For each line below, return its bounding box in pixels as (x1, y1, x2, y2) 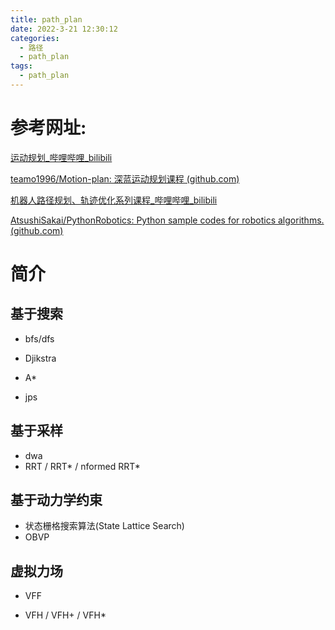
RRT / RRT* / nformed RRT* (24, 460, 141, 472)
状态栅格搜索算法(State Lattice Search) (24, 520, 185, 532)
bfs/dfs (24, 332, 55, 345)
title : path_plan (10, 14, 83, 25)
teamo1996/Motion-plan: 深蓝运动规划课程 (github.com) (10, 172, 240, 185)
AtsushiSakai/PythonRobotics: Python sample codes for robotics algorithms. (10, 214, 325, 226)
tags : (10, 61, 33, 71)
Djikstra (24, 352, 57, 364)
